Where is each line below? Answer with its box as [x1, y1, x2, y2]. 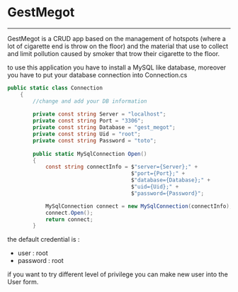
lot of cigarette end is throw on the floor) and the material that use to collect [7, 42, 229, 50]
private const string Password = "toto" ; [33, 137, 157, 144]
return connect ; [45, 215, 93, 223]
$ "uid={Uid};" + [130, 184, 179, 191]
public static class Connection [7, 84, 103, 91]
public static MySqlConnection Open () [33, 150, 147, 157]
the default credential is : [7, 235, 80, 244]
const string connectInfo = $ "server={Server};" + [45, 164, 198, 171]
